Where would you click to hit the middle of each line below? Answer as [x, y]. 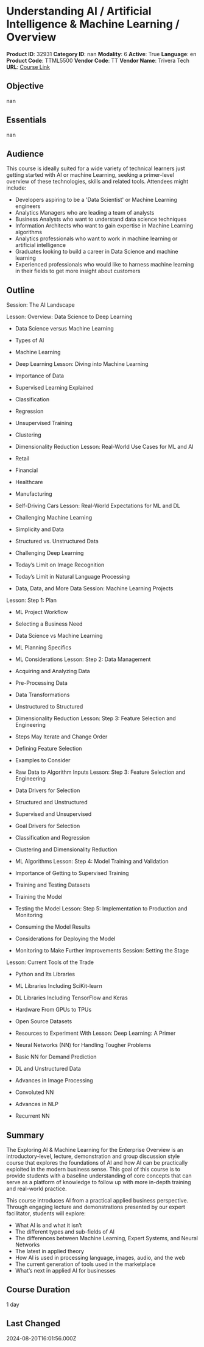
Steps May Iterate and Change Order [61, 737]
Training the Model [39, 897]
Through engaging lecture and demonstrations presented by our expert [96, 1207]
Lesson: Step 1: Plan [31, 600]
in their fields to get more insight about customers [78, 271]
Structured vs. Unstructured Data [57, 541]
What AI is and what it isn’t [48, 1225]
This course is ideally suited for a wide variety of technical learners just [96, 168]
